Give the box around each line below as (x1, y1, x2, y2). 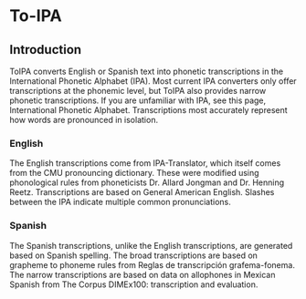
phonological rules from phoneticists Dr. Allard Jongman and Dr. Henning (9, 177, 285, 188)
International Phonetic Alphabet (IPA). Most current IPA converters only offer (9, 76, 297, 87)
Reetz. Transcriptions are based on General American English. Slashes (9, 187, 275, 198)
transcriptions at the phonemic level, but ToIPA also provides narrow (9, 86, 267, 96)
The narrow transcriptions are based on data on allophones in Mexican (9, 269, 276, 280)
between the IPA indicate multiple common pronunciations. (9, 197, 231, 208)
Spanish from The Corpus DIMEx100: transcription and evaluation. (9, 279, 259, 290)
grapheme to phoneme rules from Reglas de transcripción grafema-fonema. (9, 259, 295, 270)
